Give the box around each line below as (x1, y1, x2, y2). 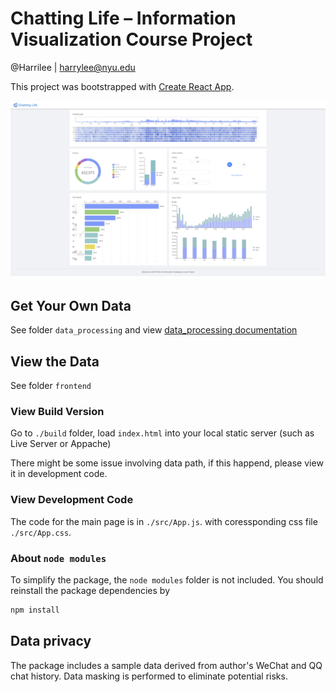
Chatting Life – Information (10, 7, 237, 30)
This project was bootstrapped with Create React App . (10, 80, 235, 92)
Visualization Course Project (10, 28, 253, 51)
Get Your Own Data (10, 297, 132, 314)
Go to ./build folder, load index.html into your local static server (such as (10, 427, 315, 439)
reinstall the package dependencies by (10, 584, 171, 596)
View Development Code (10, 493, 134, 507)
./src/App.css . (10, 526, 72, 538)
